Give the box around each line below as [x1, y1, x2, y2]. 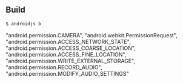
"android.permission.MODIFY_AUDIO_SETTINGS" [5, 70, 129, 77]
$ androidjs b [5, 20, 42, 26]
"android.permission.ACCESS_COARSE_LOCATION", [5, 45, 136, 52]
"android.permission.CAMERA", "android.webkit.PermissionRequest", [5, 31, 178, 38]
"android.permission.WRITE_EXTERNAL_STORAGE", [5, 57, 136, 64]
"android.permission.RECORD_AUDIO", [5, 63, 102, 71]
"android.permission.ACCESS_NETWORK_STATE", [5, 38, 131, 45]
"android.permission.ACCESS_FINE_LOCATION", [5, 51, 127, 58]
